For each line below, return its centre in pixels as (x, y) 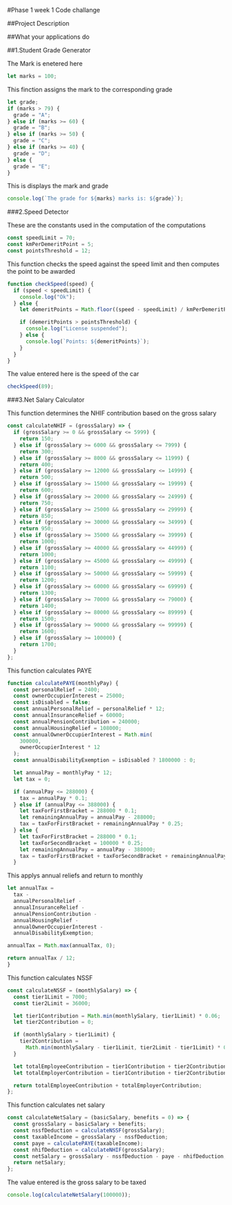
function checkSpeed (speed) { (51, 284)
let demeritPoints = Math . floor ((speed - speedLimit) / (102, 310)
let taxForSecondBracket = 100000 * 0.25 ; (81, 843)
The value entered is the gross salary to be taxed (77, 1182)
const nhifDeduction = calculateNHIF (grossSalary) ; (89, 1150)
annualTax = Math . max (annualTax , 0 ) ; (61, 946)
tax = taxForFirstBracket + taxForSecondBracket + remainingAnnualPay (123, 856)
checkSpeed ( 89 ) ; (30, 386)
